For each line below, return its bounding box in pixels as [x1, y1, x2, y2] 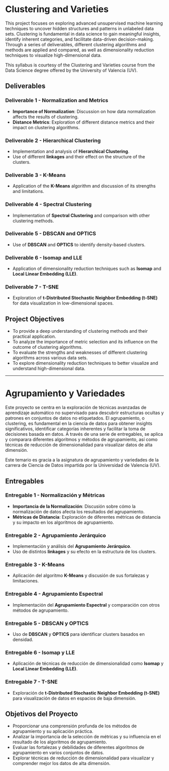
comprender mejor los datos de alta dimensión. [12, 760, 111, 766]
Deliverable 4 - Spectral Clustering [5, 201, 92, 208]
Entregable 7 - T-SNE [5, 679, 58, 686]
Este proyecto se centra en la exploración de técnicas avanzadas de [5, 405, 147, 411]
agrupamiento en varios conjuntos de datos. [12, 750, 104, 756]
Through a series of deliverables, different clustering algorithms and [5, 41, 146, 47]
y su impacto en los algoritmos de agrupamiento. [12, 519, 114, 525]
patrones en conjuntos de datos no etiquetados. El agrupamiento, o [5, 415, 145, 421]
